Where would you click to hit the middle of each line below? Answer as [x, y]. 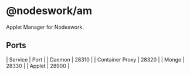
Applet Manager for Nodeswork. [45, 27]
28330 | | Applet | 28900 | [38, 66]
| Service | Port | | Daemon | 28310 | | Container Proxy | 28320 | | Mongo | [95, 59]
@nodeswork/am [49, 11]
